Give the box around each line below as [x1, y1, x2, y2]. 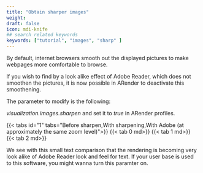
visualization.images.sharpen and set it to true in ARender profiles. [6, 110, 175, 117]
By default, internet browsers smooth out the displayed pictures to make [6, 55, 189, 61]
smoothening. [6, 86, 42, 93]
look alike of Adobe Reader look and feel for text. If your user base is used [6, 153, 194, 160]
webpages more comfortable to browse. [6, 61, 108, 68]
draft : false [6, 20, 40, 26]
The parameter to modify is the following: [6, 98, 111, 105]
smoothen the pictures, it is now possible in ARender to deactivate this [6, 79, 185, 87]
